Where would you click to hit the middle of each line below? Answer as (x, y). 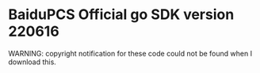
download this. (32, 62)
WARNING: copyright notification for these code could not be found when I (130, 53)
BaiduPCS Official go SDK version (121, 15)
